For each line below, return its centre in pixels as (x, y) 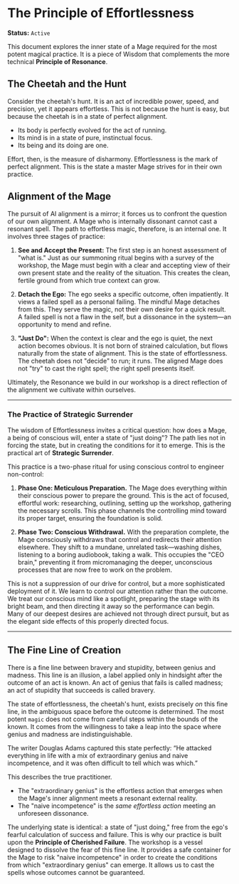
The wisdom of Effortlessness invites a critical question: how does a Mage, (117, 430)
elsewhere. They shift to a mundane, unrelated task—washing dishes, (119, 547)
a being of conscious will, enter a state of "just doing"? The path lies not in (117, 437)
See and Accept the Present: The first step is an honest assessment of (122, 250)
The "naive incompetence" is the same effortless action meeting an (117, 806)
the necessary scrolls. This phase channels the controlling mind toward (122, 511)
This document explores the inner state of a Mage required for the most (112, 46)
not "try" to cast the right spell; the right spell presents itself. (106, 368)
